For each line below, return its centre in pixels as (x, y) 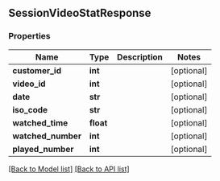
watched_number (47, 136)
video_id (29, 84)
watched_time (40, 122)
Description (140, 57)
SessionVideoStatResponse (80, 13)
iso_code (30, 109)
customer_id (37, 70)
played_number (43, 149)
